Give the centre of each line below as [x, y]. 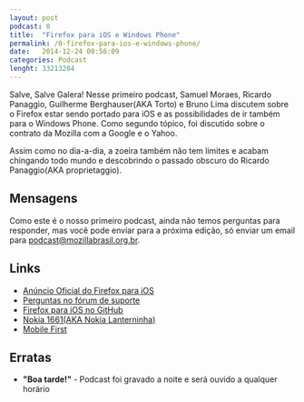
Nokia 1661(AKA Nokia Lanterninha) [89, 319]
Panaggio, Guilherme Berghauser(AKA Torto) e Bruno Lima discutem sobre [149, 104]
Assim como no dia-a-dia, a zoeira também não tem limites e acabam [139, 150]
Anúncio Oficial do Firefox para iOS [88, 290]
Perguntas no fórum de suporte [81, 300]
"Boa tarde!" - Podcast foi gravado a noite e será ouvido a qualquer [150, 379]
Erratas [30, 357]
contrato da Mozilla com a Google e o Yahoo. [93, 133]
